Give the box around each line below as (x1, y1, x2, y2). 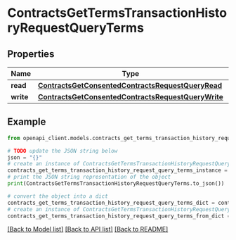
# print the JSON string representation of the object (7, 174, 171, 181)
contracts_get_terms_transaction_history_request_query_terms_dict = (7, 199, 216, 206)
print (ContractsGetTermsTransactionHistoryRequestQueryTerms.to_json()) (7, 180, 225, 187)
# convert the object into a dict (7, 192, 109, 200)
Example (7, 116, 46, 128)
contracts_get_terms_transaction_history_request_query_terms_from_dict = (7, 213, 231, 220)
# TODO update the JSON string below (7, 147, 118, 154)
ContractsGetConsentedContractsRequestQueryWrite (37, 92, 223, 101)
